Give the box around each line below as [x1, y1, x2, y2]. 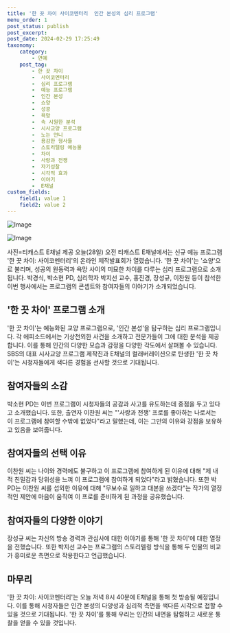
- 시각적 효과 [32, 170, 68, 176]
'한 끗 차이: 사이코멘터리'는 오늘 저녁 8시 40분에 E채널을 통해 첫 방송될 [7, 592, 196, 601]
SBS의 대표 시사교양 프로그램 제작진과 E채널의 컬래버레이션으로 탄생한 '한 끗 [7, 349, 211, 358]
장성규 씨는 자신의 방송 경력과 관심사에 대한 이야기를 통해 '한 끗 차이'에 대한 [7, 534, 208, 542]
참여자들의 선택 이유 [7, 447, 87, 459]
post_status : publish [7, 23, 69, 30]
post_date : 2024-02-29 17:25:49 [7, 36, 100, 43]
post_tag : [19, 61, 48, 68]
